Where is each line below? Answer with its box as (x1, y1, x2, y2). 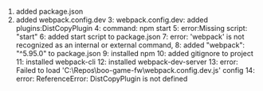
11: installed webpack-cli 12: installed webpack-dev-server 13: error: (15, 57, 239, 66)
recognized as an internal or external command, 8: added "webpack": (15, 40, 245, 50)
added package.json (15, 7, 84, 16)
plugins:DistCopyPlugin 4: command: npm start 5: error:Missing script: (15, 24, 248, 32)
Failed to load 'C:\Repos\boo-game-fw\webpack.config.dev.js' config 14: (15, 66, 255, 74)
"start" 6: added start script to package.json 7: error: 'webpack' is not (15, 32, 245, 41)
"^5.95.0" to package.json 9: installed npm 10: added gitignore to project (15, 49, 253, 58)
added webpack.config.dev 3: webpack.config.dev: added (15, 15, 209, 25)
